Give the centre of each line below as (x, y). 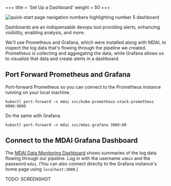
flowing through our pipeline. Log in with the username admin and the (78, 158)
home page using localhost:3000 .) (42, 169)
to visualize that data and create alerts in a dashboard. (63, 59)
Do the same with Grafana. (33, 115)
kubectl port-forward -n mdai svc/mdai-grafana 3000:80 (66, 125)
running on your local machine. (38, 92)
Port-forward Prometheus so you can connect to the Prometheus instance (83, 87)
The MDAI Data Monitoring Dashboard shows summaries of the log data (81, 153)
